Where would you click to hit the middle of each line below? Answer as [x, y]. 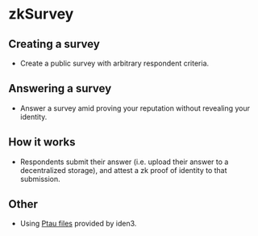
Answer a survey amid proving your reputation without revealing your [135, 108]
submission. [40, 179]
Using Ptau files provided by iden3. [78, 224]
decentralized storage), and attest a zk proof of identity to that [123, 170]
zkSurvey [41, 14]
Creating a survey [54, 44]
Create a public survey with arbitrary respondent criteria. [114, 63]
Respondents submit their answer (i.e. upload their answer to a [124, 162]
